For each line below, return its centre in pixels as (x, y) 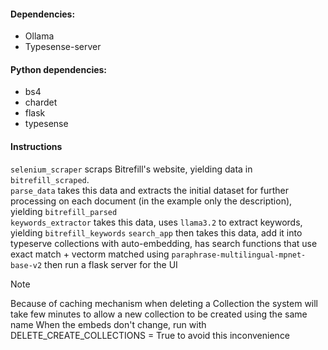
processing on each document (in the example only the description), (151, 201)
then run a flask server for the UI (111, 264)
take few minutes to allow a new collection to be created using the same (159, 314)
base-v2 (26, 265)
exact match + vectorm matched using (90, 254)
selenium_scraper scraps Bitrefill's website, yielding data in (131, 169)
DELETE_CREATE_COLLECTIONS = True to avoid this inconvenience (150, 335)
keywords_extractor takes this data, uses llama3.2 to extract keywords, (156, 222)
